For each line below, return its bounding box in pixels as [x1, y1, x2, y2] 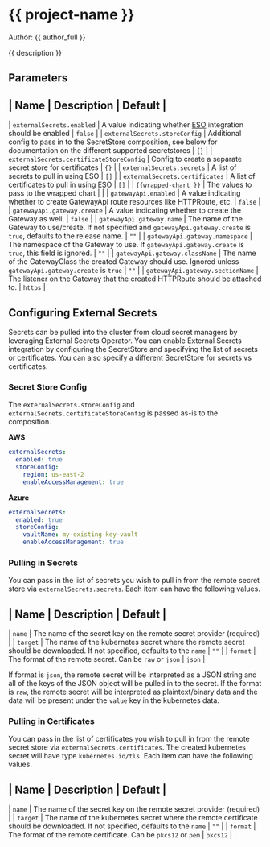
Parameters [8, 71, 68, 85]
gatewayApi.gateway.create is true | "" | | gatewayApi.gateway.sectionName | [8, 266, 259, 275]
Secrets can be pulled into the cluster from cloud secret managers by [8, 327, 238, 337]
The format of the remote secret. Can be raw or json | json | [8, 655, 206, 664]
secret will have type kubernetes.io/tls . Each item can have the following [8, 751, 253, 761]
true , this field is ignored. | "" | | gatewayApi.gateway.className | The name [8, 248, 256, 258]
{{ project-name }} [8, 6, 135, 24]
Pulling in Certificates [8, 716, 95, 727]
